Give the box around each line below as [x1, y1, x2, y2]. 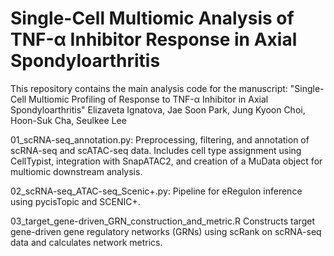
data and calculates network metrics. [10, 236, 163, 248]
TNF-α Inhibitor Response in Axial [10, 28, 298, 51]
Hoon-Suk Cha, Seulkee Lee [10, 114, 127, 126]
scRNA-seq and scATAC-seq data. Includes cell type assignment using [10, 144, 302, 156]
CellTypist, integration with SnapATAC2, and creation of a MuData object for [10, 155, 323, 167]
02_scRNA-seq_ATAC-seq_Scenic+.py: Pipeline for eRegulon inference [10, 185, 303, 197]
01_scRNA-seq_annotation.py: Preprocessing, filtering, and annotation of [10, 133, 310, 146]
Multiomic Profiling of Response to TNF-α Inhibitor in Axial [28, 93, 269, 105]
